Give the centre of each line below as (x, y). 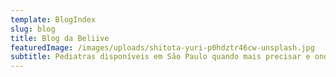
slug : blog (33, 29)
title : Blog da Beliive (60, 38)
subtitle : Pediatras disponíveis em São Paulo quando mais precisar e (160, 57)
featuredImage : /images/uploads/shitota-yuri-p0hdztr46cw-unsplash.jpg (162, 47)
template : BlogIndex (53, 19)
